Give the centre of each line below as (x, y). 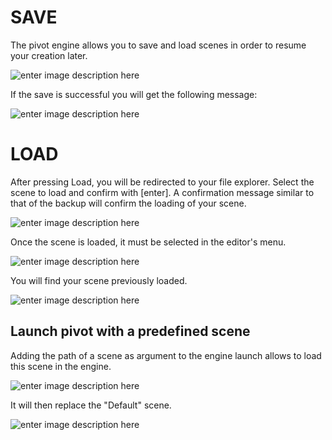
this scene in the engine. (61, 366)
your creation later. (49, 55)
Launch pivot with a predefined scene (130, 331)
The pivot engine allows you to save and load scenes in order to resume (158, 45)
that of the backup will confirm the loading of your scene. (128, 203)
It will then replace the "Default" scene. (91, 405)
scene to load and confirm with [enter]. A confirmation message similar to (162, 192)
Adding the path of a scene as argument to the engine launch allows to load (166, 355)
